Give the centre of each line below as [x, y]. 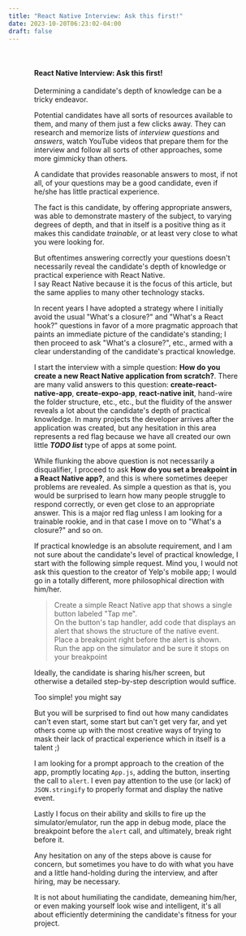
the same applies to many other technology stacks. [119, 292]
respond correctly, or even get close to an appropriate [124, 504]
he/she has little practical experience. [97, 191]
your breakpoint [81, 657]
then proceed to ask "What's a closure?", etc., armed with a [134, 343]
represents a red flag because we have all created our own [132, 437]
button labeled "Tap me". [96, 614]
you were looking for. [69, 242]
